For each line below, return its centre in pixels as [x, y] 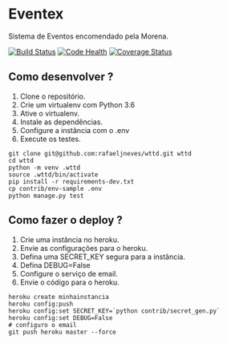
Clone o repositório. [53, 96]
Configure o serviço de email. [69, 273]
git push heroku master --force [62, 332]
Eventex [36, 14]
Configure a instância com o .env [75, 130]
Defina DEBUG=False [55, 265]
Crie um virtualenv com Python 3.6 [77, 104]
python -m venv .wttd [45, 168]
